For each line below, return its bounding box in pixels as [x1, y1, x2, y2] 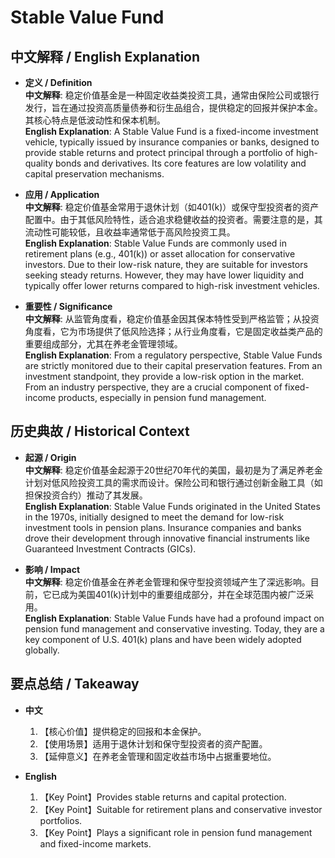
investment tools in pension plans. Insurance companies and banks [24, 521, 302, 533]
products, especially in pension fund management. [58, 392, 267, 403]
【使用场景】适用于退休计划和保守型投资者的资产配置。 [39, 737, 268, 750]
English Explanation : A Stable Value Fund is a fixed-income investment [24, 126, 319, 137]
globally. [24, 644, 60, 656]
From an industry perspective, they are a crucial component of [24, 381, 283, 393]
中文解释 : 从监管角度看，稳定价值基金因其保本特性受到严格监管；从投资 [24, 313, 320, 325]
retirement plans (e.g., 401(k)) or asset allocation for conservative [24, 248, 296, 260]
